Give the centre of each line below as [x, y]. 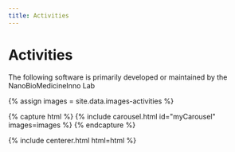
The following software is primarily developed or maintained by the [118, 77]
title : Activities [39, 16]
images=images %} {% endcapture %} [72, 125]
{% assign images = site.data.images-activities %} [91, 101]
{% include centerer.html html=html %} [72, 140]
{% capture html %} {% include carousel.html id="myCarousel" [112, 116]
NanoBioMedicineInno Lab [52, 85]
